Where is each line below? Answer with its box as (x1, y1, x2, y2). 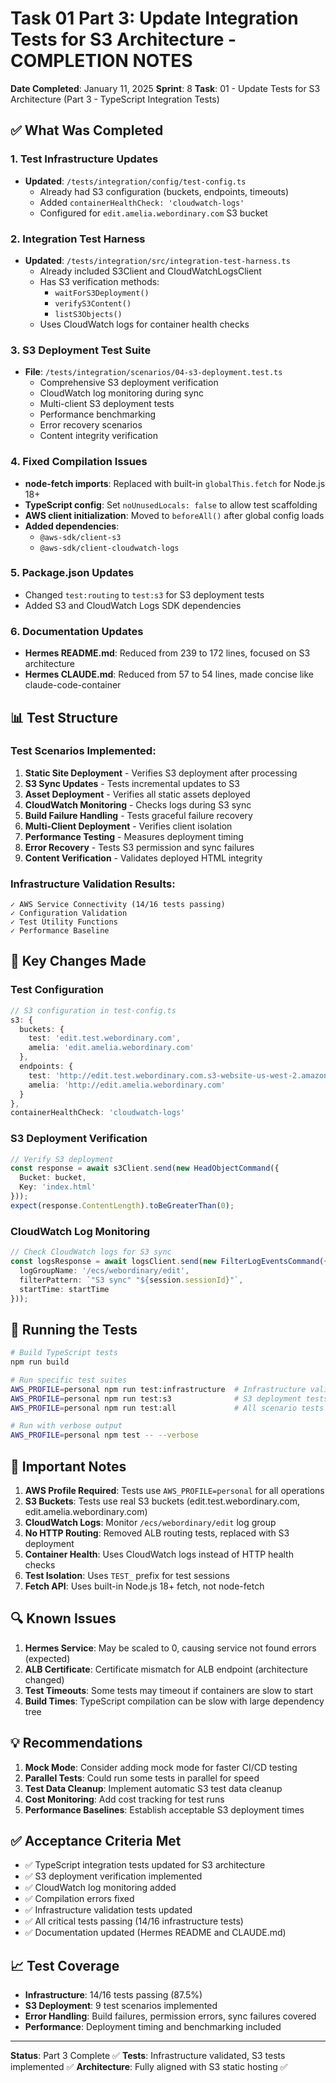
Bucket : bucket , (19, 1173, 87, 1183)
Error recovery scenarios (39, 419, 143, 431)
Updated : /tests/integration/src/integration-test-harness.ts (24, 254, 291, 266)
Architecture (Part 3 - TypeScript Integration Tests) (10, 93, 220, 105)
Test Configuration (10, 983, 104, 997)
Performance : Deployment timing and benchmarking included (24, 2021, 282, 2033)
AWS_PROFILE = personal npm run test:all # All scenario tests (10, 1403, 325, 1413)
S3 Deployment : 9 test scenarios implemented (24, 2000, 218, 2012)
